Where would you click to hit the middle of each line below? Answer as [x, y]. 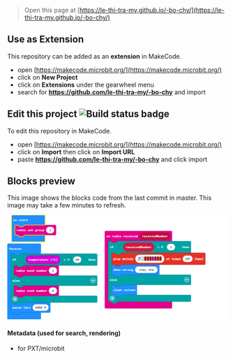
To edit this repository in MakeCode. [59, 131]
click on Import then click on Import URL [76, 152]
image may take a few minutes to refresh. [67, 205]
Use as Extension [46, 39]
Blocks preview [41, 181]
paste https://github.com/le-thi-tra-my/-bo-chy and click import [112, 159]
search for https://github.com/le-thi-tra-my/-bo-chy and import [111, 92]
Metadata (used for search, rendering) [64, 333]
